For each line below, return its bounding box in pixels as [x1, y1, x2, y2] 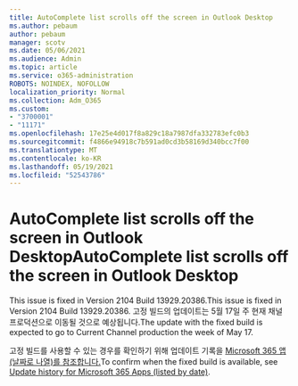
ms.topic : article [9, 63, 78, 72]
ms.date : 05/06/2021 [9, 46, 87, 55]
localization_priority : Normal [9, 87, 126, 96]
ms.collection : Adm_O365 [9, 95, 102, 105]
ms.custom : [9, 104, 50, 113]
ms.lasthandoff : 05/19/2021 [9, 162, 114, 171]
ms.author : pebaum [9, 21, 78, 30]
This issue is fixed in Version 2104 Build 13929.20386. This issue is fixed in [9, 295, 282, 306]
